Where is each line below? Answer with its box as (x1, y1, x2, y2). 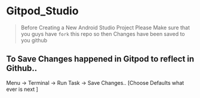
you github (20, 36, 48, 44)
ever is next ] (6, 85, 39, 93)
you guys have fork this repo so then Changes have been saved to (20, 30, 185, 37)
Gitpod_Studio (6, 4, 79, 18)
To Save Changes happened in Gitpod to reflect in (6, 54, 195, 64)
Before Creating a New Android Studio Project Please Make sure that (20, 24, 190, 31)
